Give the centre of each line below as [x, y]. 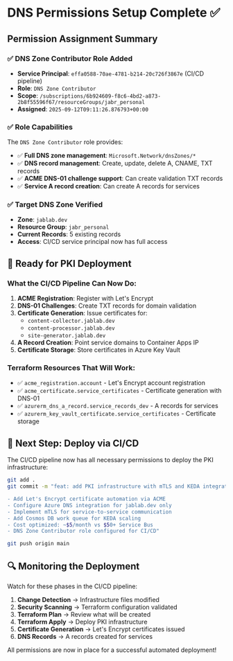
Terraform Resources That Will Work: [71, 368]
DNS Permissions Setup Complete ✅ [114, 13]
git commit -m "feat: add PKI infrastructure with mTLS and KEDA [103, 486]
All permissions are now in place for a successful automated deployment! [112, 650]
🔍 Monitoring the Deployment [74, 566]
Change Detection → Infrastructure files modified [88, 599]
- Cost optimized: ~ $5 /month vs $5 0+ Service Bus [80, 525]
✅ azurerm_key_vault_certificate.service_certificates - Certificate [116, 414]
